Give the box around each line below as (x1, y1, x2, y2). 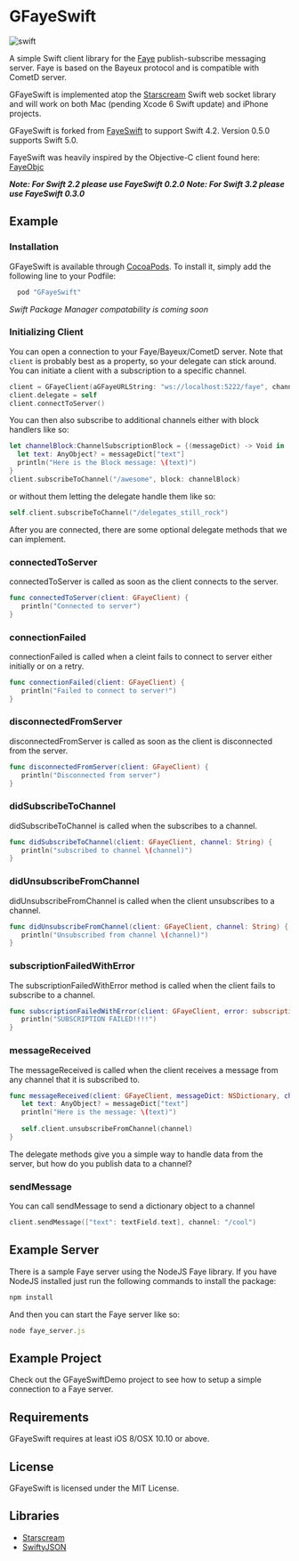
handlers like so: (9, 425, 69, 435)
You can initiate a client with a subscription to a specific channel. (9, 365, 247, 376)
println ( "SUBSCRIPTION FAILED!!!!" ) (20, 1015, 158, 1024)
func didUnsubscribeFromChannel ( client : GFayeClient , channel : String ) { (9, 922, 289, 931)
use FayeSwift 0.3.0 (9, 188, 85, 199)
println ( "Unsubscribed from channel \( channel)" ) (20, 931, 209, 939)
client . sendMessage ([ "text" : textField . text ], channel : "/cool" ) (9, 1218, 256, 1227)
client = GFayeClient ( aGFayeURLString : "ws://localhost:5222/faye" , (9, 382, 269, 391)
